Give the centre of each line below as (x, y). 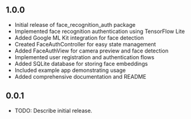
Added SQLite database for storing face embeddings (81, 63)
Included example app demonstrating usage (70, 70)
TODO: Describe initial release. (53, 110)
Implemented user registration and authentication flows (84, 57)
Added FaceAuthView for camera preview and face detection (92, 51)
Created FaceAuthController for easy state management (85, 44)
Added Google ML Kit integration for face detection (79, 38)
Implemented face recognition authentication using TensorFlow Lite (99, 31)
